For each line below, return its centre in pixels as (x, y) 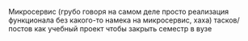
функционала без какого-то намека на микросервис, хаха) (110, 20)
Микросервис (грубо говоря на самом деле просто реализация (119, 12)
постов (21, 29)
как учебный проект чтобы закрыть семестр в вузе (123, 29)
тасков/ (227, 20)
